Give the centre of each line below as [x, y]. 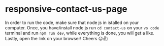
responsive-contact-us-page [66, 9]
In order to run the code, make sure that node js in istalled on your [72, 23]
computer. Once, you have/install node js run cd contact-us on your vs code [82, 27]
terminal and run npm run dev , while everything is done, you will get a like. [80, 33]
